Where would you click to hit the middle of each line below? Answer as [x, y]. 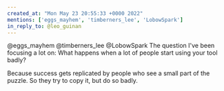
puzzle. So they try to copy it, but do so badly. [72, 81]
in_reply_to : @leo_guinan [44, 26]
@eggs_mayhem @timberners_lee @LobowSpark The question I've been [111, 46]
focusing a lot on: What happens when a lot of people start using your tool [113, 53]
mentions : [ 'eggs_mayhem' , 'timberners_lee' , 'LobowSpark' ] [95, 20]
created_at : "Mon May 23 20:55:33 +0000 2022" [75, 13]
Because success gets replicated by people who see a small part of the [109, 73]
